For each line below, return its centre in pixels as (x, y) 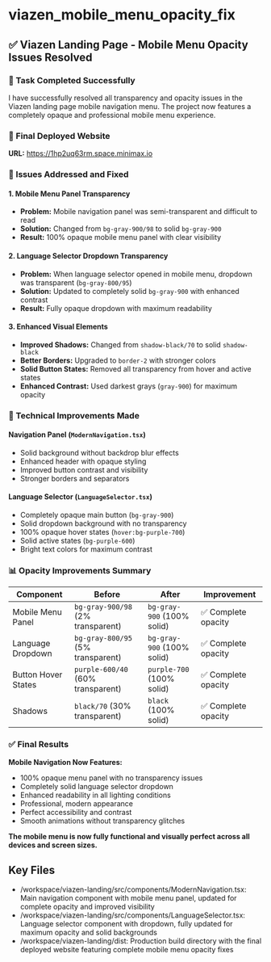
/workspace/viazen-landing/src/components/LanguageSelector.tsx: (133, 915)
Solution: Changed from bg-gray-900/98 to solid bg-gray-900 (121, 229)
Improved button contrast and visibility (84, 469)
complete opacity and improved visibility (87, 907)
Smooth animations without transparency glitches (102, 821)
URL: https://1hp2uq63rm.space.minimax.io (81, 153)
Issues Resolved (50, 57)
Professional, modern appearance (76, 803)
